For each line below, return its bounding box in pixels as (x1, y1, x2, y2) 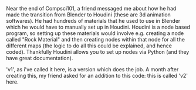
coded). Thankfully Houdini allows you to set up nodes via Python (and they (6, 49, 190, 55)
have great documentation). (6, 55, 73, 61)
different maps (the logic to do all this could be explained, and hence (6, 42, 172, 49)
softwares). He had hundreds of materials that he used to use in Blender (6, 18, 181, 24)
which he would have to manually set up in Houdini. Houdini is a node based (6, 23, 191, 30)
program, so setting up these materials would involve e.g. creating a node (6, 30, 184, 37)
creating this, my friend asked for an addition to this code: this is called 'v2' (6, 72, 188, 79)
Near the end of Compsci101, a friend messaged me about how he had (6, 5, 177, 12)
